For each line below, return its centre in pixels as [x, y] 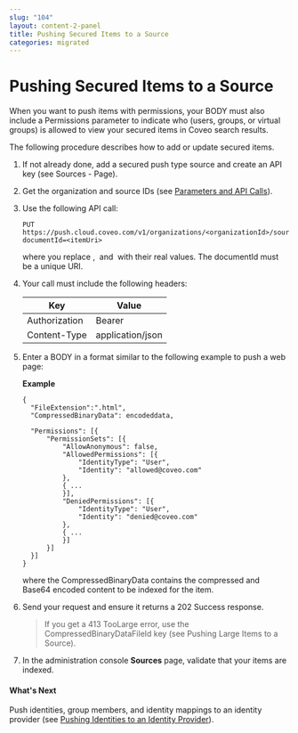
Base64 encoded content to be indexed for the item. [118, 590]
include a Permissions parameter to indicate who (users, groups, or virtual [145, 120]
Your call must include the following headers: [105, 284]
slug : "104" [31, 17]
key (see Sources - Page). [70, 174]
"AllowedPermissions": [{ [110, 455]
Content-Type [56, 335]
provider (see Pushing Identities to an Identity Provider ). [112, 720]
